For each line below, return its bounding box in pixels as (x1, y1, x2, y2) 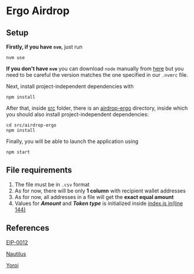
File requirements (6, 165, 73, 175)
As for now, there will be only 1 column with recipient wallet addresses (14, 187, 186, 194)
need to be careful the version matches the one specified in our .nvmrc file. (6, 71, 189, 78)
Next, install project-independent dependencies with (6, 83, 134, 90)
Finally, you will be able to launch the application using (6, 138, 139, 145)
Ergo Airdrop (6, 4, 70, 18)
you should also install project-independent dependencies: (6, 111, 149, 118)
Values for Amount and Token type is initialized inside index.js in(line (14, 200, 183, 207)
